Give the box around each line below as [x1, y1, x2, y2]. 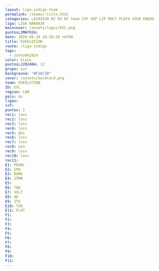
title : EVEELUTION [5, 39, 43, 44]
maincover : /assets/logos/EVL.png [5, 26, 76, 30]
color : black [5, 57, 32, 62]
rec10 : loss [5, 153, 29, 158]
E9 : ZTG [5, 199, 21, 204]
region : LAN [5, 89, 29, 94]
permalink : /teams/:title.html [5, 12, 69, 17]
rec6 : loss [5, 135, 27, 140]
